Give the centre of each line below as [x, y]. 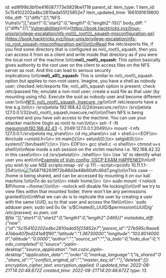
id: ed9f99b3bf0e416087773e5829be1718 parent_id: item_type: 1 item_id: [80, 7]
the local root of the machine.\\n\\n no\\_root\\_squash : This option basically [83, 60]
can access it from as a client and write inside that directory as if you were [81, 55]
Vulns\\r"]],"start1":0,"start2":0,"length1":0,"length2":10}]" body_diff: [74, 23]
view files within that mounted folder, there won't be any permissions [76, 191]
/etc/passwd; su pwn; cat [31, 212]
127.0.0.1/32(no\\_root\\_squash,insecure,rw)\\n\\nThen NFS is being [74, 112]
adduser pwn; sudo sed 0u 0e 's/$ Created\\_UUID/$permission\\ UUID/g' [79, 207]
